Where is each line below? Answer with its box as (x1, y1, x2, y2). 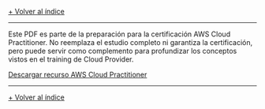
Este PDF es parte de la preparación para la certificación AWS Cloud (8, 29, 231, 39)
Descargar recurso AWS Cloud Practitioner (8, 70, 147, 79)
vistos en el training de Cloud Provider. (8, 54, 134, 64)
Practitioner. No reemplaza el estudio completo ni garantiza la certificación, (8, 38, 253, 47)
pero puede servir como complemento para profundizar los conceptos (8, 47, 237, 55)
